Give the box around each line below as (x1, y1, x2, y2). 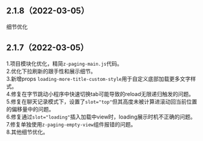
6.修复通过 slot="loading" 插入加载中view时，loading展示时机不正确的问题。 (6, 113, 196, 120)
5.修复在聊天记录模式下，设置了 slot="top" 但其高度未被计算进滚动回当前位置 (6, 98, 198, 105)
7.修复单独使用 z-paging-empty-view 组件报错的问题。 (6, 120, 136, 128)
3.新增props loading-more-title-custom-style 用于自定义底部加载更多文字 (6, 75, 191, 82)
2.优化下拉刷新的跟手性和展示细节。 (6, 67, 96, 75)
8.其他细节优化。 (6, 128, 48, 136)
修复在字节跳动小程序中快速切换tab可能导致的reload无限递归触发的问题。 (11, 90, 195, 97)
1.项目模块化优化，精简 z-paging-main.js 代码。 (6, 60, 123, 67)
